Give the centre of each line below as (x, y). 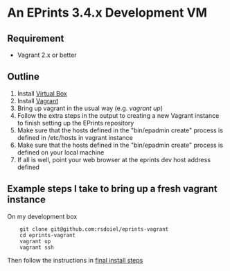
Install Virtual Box (42, 93)
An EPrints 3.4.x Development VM (107, 13)
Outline (23, 77)
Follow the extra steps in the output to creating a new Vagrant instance (118, 115)
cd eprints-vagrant (48, 235)
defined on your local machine (61, 152)
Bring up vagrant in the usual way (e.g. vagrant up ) (90, 108)
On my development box (42, 216)
